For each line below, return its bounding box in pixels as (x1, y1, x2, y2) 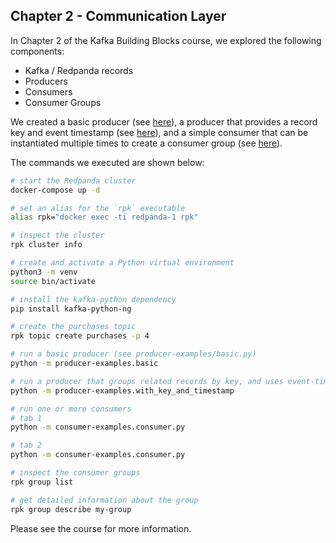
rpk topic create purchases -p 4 (10, 331, 150, 341)
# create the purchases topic (10, 322, 137, 332)
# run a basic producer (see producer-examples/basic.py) (10, 349, 257, 359)
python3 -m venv (10, 267, 78, 277)
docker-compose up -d (10, 185, 101, 195)
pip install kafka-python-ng (10, 304, 132, 314)
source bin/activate (10, 276, 97, 286)
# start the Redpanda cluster (10, 175, 137, 186)
